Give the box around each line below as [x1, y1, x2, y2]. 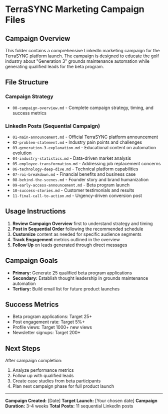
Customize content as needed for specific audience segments [12, 231, 141, 237]
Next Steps [5, 344, 40, 353]
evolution [12, 150, 31, 156]
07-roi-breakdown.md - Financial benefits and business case [12, 171, 136, 177]
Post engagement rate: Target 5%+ [12, 319, 85, 325]
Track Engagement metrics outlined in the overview [12, 236, 120, 242]
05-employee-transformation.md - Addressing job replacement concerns [12, 160, 161, 166]
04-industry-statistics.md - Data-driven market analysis [12, 155, 131, 161]
